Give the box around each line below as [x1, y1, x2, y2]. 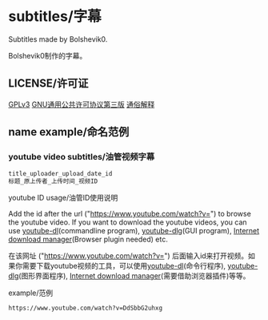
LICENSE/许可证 [8, 77, 89, 91]
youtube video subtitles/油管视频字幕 [8, 152, 155, 163]
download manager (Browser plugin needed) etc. [8, 234, 168, 245]
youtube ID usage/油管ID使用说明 [8, 193, 118, 203]
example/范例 [8, 288, 54, 298]
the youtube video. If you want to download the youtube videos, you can [8, 217, 247, 227]
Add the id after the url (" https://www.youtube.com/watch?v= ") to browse [8, 209, 252, 219]
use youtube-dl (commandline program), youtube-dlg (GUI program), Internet [8, 226, 260, 236]
